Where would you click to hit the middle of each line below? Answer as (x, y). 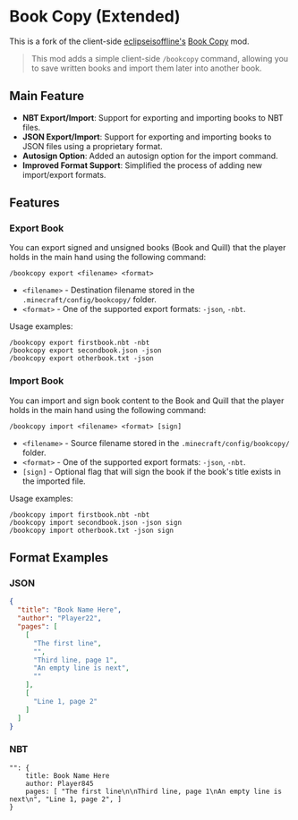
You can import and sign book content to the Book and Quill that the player (147, 401)
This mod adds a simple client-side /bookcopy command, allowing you (160, 58)
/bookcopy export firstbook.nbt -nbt (80, 343)
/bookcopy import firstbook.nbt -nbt (80, 515)
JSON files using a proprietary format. (92, 146)
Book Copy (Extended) (95, 17)
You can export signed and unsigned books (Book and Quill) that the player (148, 248)
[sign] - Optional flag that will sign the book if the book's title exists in (152, 471)
